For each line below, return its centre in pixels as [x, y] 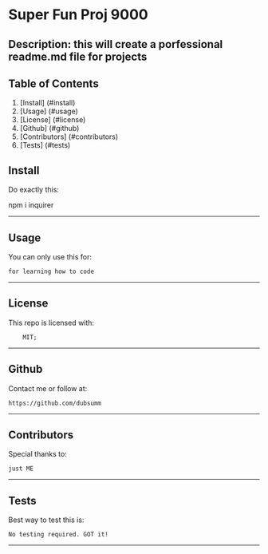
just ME [21, 469]
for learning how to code [51, 272]
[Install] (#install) [47, 103]
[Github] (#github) [49, 129]
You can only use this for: [50, 257]
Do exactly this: [34, 190]
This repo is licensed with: [51, 323]
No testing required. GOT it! [59, 535]
